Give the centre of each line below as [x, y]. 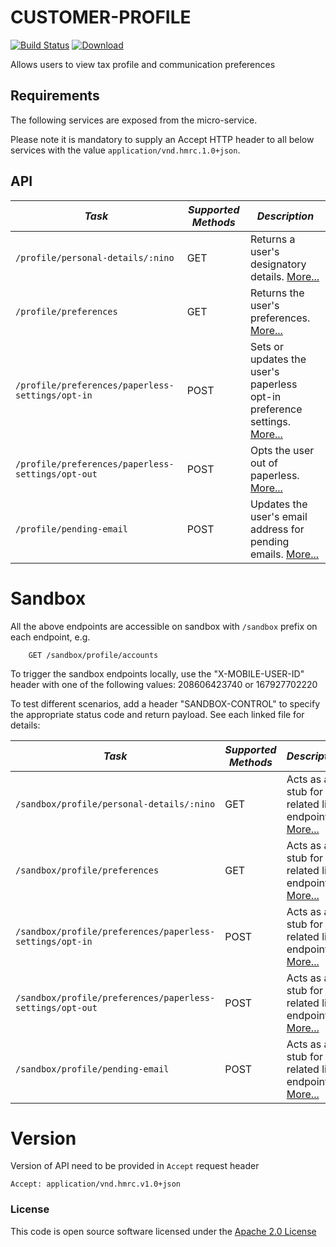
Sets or [266, 346]
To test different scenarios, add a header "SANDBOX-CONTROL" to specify [165, 703]
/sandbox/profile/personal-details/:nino [115, 804]
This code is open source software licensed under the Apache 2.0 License [163, 1231]
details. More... [284, 276]
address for [277, 529]
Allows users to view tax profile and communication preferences [143, 64]
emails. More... [284, 554]
